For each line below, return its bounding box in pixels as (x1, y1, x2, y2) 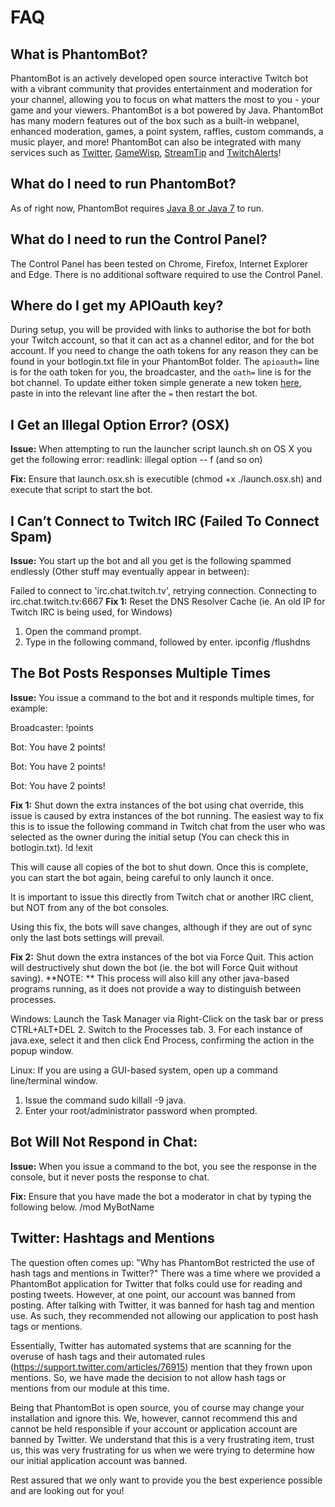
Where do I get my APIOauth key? (10, 297, 224, 315)
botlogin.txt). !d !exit (10, 841, 93, 853)
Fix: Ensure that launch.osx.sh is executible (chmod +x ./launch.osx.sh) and (10, 473, 323, 485)
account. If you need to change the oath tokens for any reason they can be (10, 345, 319, 357)
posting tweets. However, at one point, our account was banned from (10, 1288, 296, 1300)
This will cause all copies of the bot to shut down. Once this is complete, (10, 861, 309, 873)
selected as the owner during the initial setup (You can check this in (10, 831, 290, 843)
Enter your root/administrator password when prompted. (24, 1104, 258, 1116)
